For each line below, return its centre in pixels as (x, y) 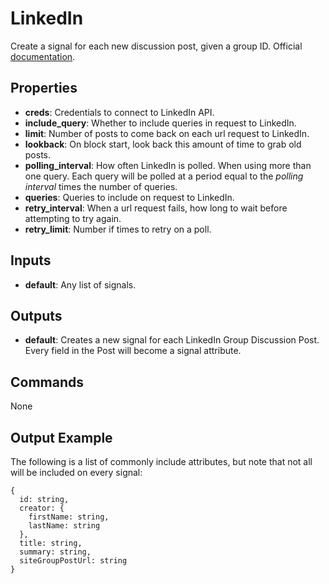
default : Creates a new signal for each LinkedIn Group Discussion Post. (172, 340)
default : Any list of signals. (80, 284)
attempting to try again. (73, 218)
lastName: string (64, 526)
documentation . (43, 56)
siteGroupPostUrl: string (73, 561)
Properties (44, 88)
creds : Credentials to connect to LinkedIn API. (119, 112)
